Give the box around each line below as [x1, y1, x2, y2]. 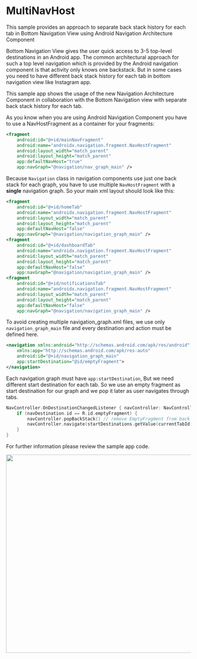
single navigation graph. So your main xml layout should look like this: [6, 187, 175, 194]
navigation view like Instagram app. [6, 78, 91, 86]
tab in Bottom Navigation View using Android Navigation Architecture [6, 29, 173, 36]
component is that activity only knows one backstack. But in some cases [6, 66, 182, 73]
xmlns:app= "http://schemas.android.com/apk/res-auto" [16, 348, 151, 354]
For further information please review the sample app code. [6, 443, 150, 450]
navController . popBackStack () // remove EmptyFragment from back [27, 416, 191, 422]
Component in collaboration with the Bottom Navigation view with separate [6, 96, 187, 103]
